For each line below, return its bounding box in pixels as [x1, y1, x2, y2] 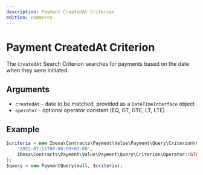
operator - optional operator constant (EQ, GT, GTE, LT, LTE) [14, 107, 165, 114]
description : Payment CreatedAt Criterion [6, 8, 115, 15]
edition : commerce [6, 14, 53, 21]
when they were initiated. [6, 67, 69, 74]
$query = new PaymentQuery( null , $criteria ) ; [6, 162, 123, 169]
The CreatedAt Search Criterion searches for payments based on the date [6, 60, 189, 68]
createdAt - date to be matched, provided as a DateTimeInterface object [14, 100, 195, 107]
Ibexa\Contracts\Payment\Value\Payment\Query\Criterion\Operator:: [17, 151, 190, 157]
